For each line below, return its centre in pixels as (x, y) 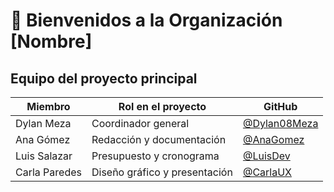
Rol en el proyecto (162, 106)
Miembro (48, 106)
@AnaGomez (273, 139)
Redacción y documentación (159, 139)
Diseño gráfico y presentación (162, 172)
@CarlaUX (267, 172)
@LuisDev (266, 156)
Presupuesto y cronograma (155, 156)
